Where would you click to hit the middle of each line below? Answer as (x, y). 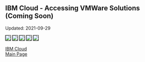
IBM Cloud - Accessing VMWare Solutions (72, 8)
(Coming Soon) (29, 16)
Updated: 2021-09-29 (28, 28)
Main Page (16, 54)
